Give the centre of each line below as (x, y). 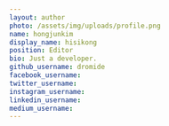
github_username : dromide (57, 67)
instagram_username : (48, 91)
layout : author (37, 17)
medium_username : (41, 108)
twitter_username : (43, 83)
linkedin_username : (45, 100)
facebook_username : (45, 75)
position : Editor (41, 51)
